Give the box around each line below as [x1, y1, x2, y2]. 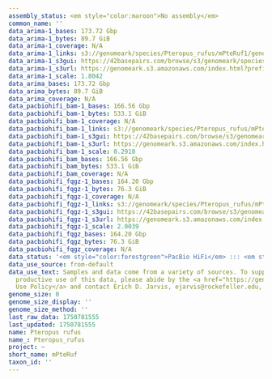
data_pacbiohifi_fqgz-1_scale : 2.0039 [8, 223, 139, 231]
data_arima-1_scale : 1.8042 [8, 72, 104, 80]
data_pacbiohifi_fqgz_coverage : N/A [8, 245, 132, 253]
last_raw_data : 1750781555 [8, 313, 100, 321]
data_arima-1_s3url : [8, 65, 79, 73]
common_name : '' [8, 19, 63, 28]
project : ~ [8, 343, 45, 351]
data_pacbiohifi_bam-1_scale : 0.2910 [8, 147, 136, 155]
